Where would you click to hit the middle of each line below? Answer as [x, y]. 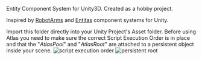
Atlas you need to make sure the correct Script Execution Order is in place [98, 38]
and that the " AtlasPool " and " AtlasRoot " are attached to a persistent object [100, 44]
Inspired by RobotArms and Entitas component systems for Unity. [87, 20]
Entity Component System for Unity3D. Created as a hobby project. [90, 9]
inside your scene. [29, 50]
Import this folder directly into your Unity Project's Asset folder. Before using [101, 31]
